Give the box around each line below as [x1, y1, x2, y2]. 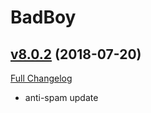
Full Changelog [10, 72, 73, 84]
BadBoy [10, 6, 77, 29]
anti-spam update [24, 92, 99, 103]
